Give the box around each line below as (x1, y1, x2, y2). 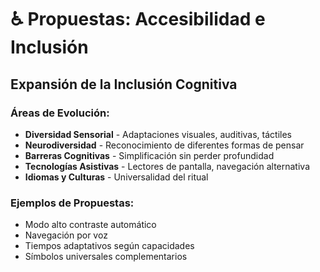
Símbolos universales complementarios (24, 251, 188, 263)
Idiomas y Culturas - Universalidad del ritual (24, 171, 209, 183)
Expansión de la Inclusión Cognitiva (10, 76, 238, 93)
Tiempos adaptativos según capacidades (24, 240, 195, 252)
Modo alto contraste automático (24, 219, 157, 231)
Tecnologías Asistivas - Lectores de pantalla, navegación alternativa (24, 160, 310, 172)
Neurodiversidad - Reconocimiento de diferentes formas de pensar (24, 139, 305, 151)
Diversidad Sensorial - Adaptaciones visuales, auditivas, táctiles (24, 128, 292, 140)
